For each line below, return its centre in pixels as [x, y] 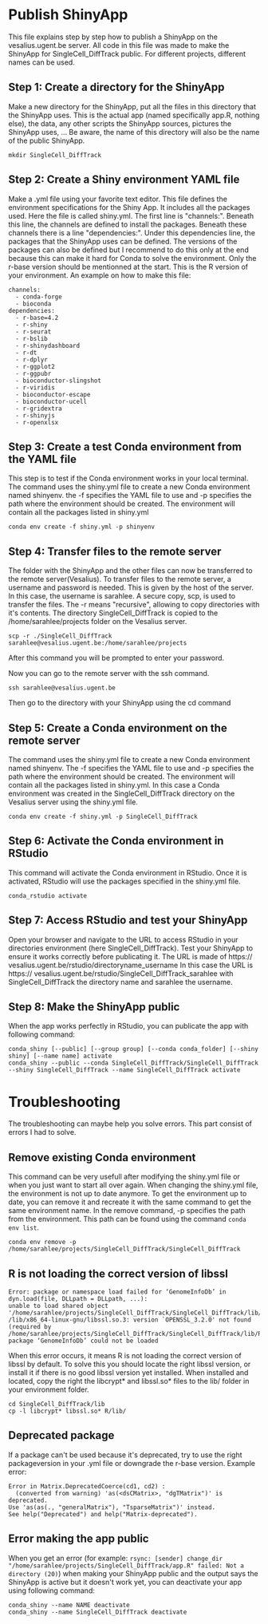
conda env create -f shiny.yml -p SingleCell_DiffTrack [103, 816]
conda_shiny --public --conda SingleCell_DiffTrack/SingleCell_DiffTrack [134, 1063]
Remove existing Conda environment [102, 1158]
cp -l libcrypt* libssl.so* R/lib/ [67, 1411]
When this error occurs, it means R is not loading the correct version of [125, 1355]
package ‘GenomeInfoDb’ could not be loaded [83, 1341]
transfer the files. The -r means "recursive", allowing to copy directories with [134, 605]
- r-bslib [32, 338]
